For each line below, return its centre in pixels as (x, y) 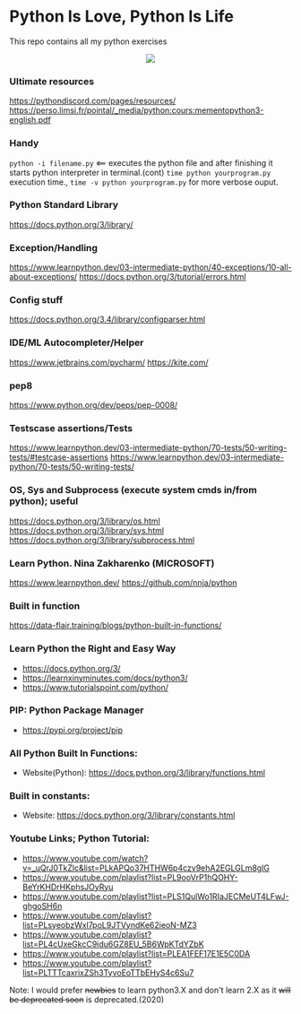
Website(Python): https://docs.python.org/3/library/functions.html (144, 773)
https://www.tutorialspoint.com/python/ (95, 687)
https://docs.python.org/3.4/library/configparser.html (107, 319)
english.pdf (30, 120)
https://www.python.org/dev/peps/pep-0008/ (94, 405)
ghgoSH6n (42, 906)
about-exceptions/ (43, 277)
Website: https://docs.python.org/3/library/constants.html (129, 815)
